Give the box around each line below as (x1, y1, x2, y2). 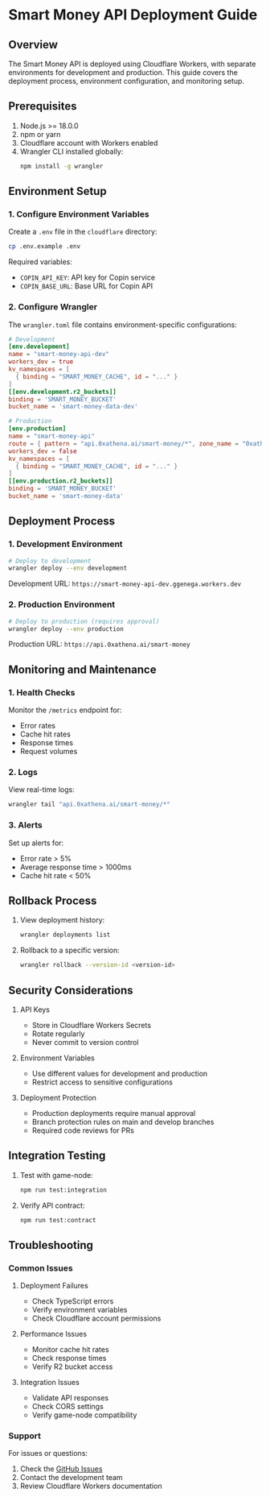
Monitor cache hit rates (31, 1345, 110, 1354)
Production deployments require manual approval (31, 1108, 196, 1118)
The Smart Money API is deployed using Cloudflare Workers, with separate (8, 59, 256, 68)
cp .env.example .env (8, 243, 81, 251)
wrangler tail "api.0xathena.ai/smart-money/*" (8, 800, 171, 809)
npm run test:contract (19, 1216, 96, 1224)
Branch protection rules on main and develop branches (31, 1117, 215, 1126)
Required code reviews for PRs (31, 1126, 135, 1135)
